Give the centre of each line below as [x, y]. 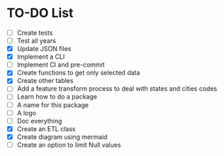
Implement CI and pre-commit [61, 65]
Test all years [36, 41]
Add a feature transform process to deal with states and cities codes [117, 89]
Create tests [35, 33]
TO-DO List [40, 13]
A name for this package [53, 105]
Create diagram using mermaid [62, 137]
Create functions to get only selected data [78, 73]
